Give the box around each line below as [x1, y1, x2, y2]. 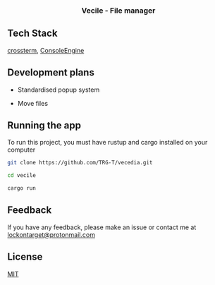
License [7, 251, 43, 263]
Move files [17, 99, 48, 107]
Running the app [7, 119, 81, 131]
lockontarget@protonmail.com [7, 230, 95, 238]
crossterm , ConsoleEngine [7, 46, 85, 54]
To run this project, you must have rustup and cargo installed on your [7, 138, 208, 147]
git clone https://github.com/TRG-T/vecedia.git [7, 159, 153, 166]
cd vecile [7, 172, 37, 179]
